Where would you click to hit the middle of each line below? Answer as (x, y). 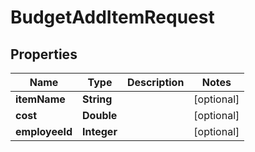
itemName (40, 99)
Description (155, 82)
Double (100, 115)
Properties (44, 54)
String (97, 99)
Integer (100, 131)
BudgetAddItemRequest (112, 17)
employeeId (44, 131)
